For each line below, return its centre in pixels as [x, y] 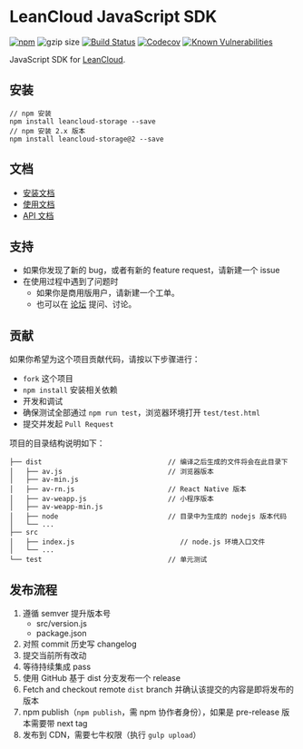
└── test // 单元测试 [108, 560]
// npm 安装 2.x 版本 [48, 131]
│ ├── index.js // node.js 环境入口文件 [137, 542]
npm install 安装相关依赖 [70, 390]
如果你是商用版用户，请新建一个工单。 [108, 293]
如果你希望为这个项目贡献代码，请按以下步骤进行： [105, 360]
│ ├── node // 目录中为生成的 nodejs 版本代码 [148, 517]
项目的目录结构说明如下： [57, 443]
